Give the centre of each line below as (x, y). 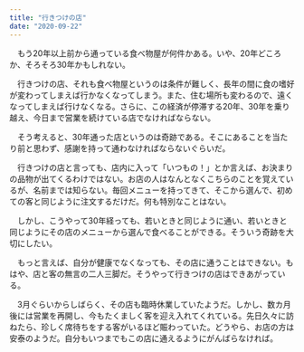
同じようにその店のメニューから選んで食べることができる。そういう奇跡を (148, 232)
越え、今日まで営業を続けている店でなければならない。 (112, 118)
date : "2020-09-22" (46, 26)
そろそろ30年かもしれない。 (78, 64)
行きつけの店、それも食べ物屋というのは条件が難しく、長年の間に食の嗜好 (156, 83)
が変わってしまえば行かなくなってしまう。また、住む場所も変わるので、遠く (152, 95)
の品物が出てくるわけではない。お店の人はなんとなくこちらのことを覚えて (148, 178)
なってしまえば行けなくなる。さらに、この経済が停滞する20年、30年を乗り (150, 106)
